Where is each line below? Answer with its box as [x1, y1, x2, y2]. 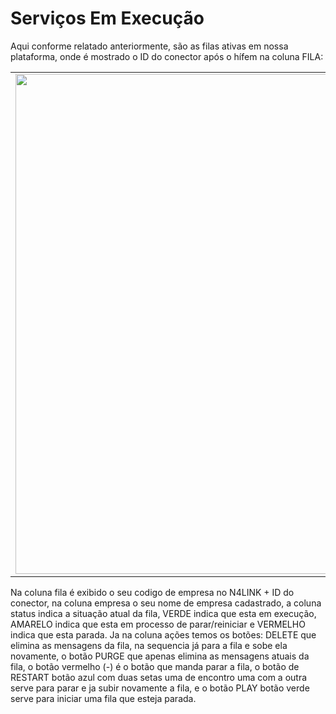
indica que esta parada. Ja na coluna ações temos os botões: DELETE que [10, 628, 317, 641]
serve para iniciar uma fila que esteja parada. [10, 692, 197, 704]
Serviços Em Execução [10, 7, 205, 30]
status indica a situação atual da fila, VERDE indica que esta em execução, [10, 607, 317, 619]
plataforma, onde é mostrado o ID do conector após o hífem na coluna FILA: [10, 50, 324, 62]
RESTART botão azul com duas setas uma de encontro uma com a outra [10, 671, 308, 683]
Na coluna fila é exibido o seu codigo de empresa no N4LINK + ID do [10, 586, 295, 598]
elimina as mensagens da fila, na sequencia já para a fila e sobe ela [10, 639, 288, 651]
